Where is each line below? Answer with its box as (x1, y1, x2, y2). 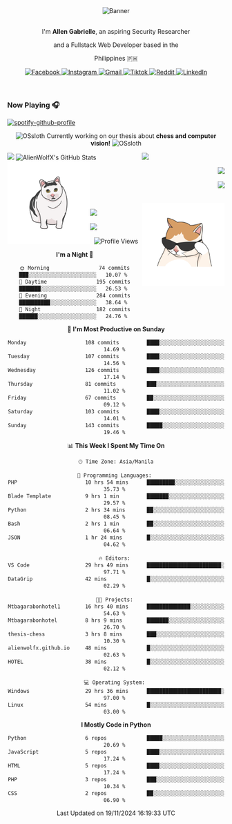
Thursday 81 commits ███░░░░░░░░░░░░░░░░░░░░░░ (8, 381, 224, 388)
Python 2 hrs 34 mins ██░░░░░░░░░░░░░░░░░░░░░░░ (8, 507, 224, 513)
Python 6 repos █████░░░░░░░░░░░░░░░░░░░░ (8, 735, 224, 742)
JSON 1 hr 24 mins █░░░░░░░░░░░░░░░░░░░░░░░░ (8, 534, 224, 541)
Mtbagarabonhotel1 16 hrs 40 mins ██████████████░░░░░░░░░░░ (8, 603, 224, 610)
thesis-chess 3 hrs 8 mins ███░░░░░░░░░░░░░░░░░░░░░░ (8, 631, 224, 638)
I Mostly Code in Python (81, 720, 151, 729)
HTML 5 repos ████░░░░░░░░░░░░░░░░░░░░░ (8, 763, 224, 769)
